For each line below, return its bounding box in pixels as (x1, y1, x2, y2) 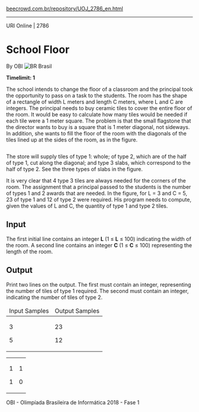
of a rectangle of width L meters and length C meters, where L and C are (6, 98, 184, 105)
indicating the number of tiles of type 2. (6, 294, 102, 301)
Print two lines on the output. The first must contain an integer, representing (6, 281, 191, 288)
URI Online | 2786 (6, 22, 49, 29)
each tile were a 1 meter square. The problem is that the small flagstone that (6, 117, 191, 124)
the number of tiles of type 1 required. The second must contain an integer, (6, 287, 189, 294)
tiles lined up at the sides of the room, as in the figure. (6, 136, 138, 143)
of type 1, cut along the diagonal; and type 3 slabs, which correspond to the (6, 159, 191, 166)
